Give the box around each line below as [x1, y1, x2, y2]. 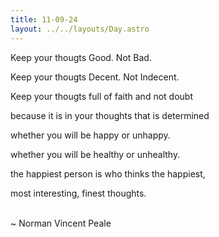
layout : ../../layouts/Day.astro [10, 24, 150, 34]
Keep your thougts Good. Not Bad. [10, 51, 152, 63]
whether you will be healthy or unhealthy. [10, 148, 181, 160]
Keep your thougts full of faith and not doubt [10, 90, 193, 102]
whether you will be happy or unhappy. [10, 129, 171, 141]
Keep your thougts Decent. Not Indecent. [10, 71, 180, 83]
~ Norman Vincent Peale [10, 217, 112, 229]
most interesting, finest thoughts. [10, 187, 147, 199]
